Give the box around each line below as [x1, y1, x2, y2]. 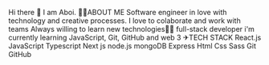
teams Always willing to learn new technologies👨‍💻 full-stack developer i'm [8, 25, 255, 33]
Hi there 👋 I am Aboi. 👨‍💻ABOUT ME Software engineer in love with [8, 8, 227, 17]
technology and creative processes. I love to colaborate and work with [8, 16, 241, 25]
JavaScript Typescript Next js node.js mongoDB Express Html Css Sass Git [8, 41, 257, 51]
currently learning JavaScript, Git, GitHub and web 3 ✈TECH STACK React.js [8, 32, 262, 42]
